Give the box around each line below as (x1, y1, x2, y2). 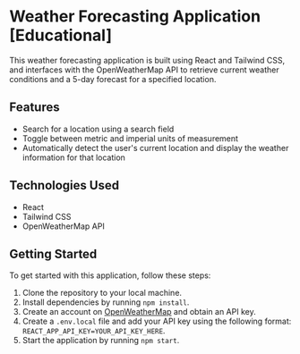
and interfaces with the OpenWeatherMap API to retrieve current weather (9, 64, 279, 75)
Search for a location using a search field (21, 123, 175, 134)
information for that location (21, 152, 125, 163)
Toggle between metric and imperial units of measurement (21, 132, 239, 144)
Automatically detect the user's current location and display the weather (21, 142, 289, 153)
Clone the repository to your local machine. (21, 288, 182, 299)
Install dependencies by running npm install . (21, 297, 190, 308)
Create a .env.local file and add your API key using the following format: (21, 316, 292, 327)
